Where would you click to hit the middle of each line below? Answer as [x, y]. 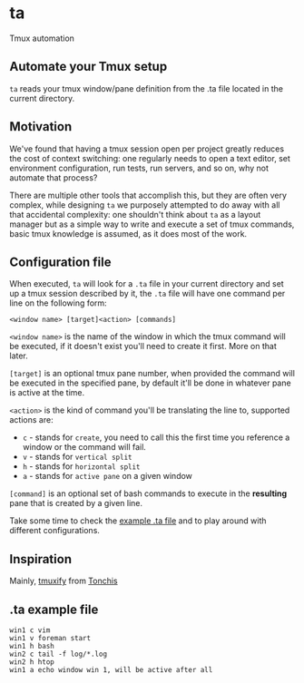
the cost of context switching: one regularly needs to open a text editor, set [150, 158]
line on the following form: [58, 303]
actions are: [31, 420]
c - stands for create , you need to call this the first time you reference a [156, 437]
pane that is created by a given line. [76, 503]
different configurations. [54, 531]
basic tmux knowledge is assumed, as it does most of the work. [128, 233]
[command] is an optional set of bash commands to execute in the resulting [148, 493]
